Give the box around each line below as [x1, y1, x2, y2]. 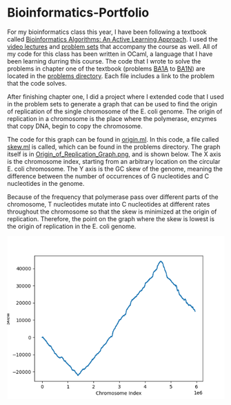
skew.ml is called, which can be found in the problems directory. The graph [7, 142, 221, 151]
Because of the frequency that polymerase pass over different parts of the [7, 192, 219, 201]
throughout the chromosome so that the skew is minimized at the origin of [7, 207, 217, 216]
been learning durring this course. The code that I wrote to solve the [7, 57, 201, 65]
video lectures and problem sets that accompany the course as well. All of [7, 42, 218, 50]
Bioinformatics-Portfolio [7, 5, 150, 21]
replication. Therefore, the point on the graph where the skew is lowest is [7, 214, 215, 223]
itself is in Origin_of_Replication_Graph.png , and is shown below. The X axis [7, 150, 221, 158]
